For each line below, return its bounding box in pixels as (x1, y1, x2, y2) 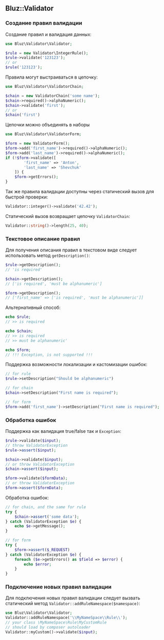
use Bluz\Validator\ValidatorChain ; (5, 84, 84, 89)
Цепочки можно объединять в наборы (5, 122, 90, 128)
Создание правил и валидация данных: (5, 31, 92, 38)
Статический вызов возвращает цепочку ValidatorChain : (5, 213, 130, 219)
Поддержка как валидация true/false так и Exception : (5, 428, 122, 434)
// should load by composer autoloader (5, 625, 91, 630)
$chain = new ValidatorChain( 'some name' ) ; (5, 93, 100, 98)
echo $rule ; (5, 315, 31, 320)
